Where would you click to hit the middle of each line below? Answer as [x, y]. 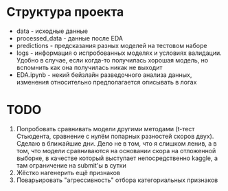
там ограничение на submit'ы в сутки [71, 165]
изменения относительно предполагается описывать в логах [106, 82]
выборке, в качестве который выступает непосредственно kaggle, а [117, 158]
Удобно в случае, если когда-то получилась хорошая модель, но [112, 60]
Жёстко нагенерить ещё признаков [68, 172]
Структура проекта [65, 12]
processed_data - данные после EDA [69, 38]
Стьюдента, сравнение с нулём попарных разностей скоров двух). [115, 136]
